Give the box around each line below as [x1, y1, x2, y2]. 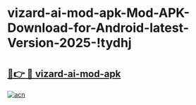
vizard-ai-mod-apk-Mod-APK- [7, 5, 190, 21]
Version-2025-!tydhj [7, 35, 132, 51]
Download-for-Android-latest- [7, 20, 189, 36]
